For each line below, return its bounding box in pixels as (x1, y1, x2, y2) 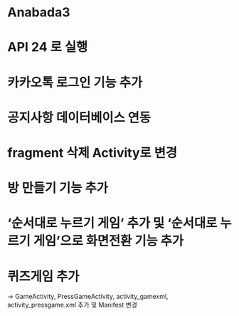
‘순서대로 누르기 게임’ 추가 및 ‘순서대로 (7, 215, 218, 231)
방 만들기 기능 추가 (7, 180, 108, 196)
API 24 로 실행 (7, 39, 88, 56)
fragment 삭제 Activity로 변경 (7, 144, 178, 161)
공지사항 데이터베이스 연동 (7, 110, 152, 125)
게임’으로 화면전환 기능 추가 (33, 233, 184, 249)
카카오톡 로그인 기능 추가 (7, 74, 143, 90)
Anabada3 (7, 4, 70, 21)
